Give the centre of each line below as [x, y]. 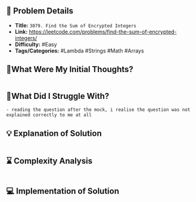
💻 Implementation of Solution [63, 191]
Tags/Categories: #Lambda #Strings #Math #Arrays [79, 51]
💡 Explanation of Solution [54, 133]
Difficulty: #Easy [36, 44]
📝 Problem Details [40, 11]
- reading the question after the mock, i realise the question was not [98, 110]
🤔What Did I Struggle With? [58, 96]
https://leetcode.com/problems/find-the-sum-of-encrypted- [103, 32]
